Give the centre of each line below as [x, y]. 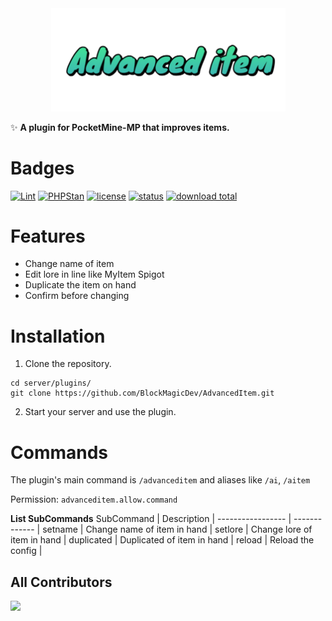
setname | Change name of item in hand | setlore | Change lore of [177, 529]
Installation [58, 336]
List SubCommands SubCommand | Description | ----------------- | [151, 519]
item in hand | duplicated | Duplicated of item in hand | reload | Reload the [162, 540]
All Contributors [61, 582]
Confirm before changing [77, 296]
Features [48, 236]
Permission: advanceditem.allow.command [94, 499]
